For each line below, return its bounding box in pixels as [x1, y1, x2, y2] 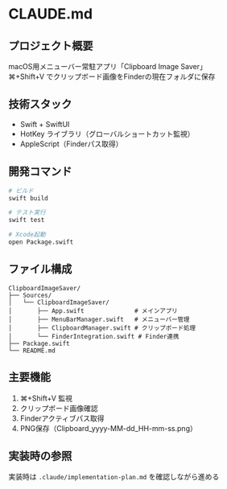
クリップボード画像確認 [19, 403, 98, 413]
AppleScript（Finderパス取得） [19, 138, 123, 149]
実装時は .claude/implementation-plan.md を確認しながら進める [8, 472, 220, 482]
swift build [8, 194, 48, 202]
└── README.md [8, 347, 56, 355]
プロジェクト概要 [8, 39, 93, 52]
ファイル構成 [8, 262, 72, 276]
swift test [8, 216, 45, 224]
